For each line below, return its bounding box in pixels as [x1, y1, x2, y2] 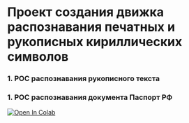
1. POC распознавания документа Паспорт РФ [7, 92, 173, 102]
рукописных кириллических [7, 34, 183, 50]
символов [7, 49, 69, 65]
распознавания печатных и [7, 19, 176, 35]
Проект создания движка [7, 4, 165, 20]
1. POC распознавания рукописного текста [7, 74, 160, 84]
